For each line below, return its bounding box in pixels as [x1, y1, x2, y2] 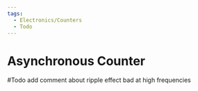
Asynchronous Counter [7, 53, 146, 69]
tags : [7, 10, 23, 17]
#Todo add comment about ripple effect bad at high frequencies [7, 76, 191, 84]
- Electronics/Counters [13, 17, 82, 24]
